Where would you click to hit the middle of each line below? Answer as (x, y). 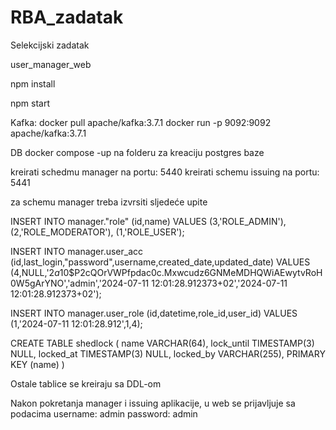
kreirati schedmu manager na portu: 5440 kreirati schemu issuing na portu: (165, 172)
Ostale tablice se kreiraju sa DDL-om (86, 383)
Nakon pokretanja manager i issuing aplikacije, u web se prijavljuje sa (153, 403)
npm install (33, 83)
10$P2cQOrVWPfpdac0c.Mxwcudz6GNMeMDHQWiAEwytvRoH (191, 272)
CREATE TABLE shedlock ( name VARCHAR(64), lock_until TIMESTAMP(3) (162, 343)
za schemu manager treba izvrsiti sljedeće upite (109, 202)
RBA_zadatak (67, 17)
